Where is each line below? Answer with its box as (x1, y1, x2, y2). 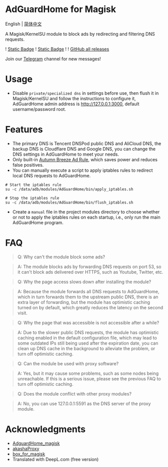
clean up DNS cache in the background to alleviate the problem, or (17, 345, 155, 351)
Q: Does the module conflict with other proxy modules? (17, 390, 132, 396)
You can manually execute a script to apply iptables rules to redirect (12, 167, 153, 173)
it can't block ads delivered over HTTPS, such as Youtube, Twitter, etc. (17, 269, 163, 275)
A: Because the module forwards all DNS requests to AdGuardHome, (17, 288, 159, 294)
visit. (17, 310, 28, 316)
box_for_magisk (12, 451, 45, 457)
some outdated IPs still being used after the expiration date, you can (17, 340, 158, 346)
